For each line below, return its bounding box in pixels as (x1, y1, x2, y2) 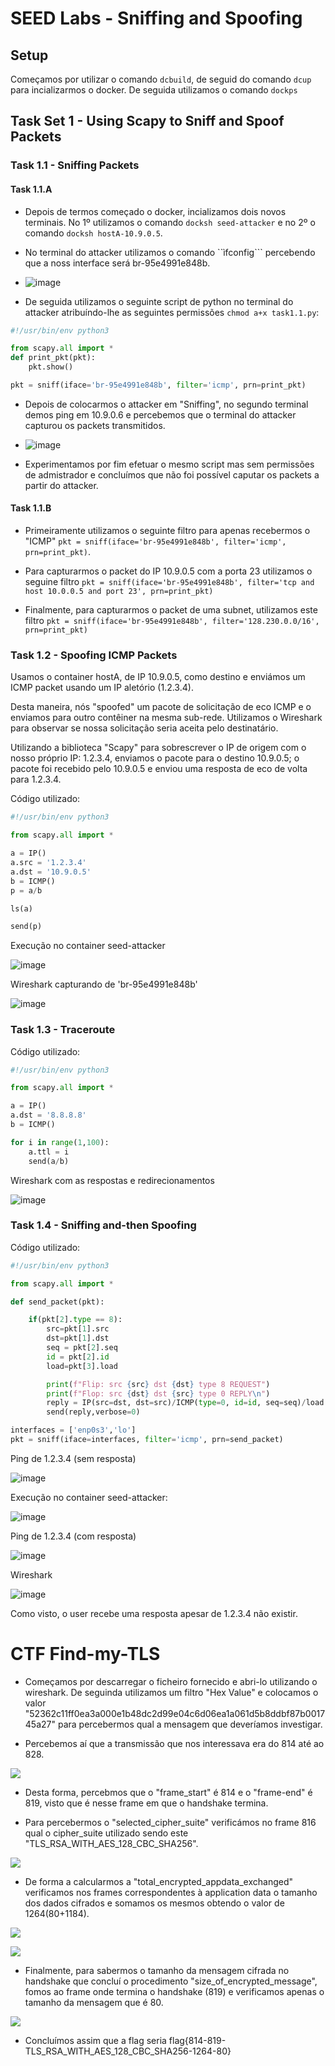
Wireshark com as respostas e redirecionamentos (10, 1174, 215, 1186)
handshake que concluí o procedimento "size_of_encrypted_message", (24, 1975, 318, 1987)
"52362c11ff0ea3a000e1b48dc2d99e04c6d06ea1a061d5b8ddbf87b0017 (24, 1707, 326, 1719)
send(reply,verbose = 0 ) (46, 1407, 141, 1417)
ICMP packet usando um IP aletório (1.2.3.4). (10, 682, 194, 694)
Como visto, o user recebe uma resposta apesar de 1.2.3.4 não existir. (10, 1607, 298, 1619)
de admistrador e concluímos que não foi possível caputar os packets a (24, 468, 320, 481)
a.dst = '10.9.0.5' (10, 867, 92, 877)
